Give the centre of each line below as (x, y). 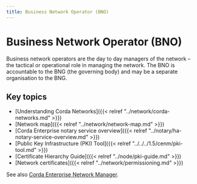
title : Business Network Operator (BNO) (58, 12)
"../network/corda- (147, 111)
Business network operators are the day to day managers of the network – (98, 59)
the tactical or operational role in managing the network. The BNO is (91, 65)
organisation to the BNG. (37, 78)
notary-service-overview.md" (52, 137)
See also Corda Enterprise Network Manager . (62, 175)
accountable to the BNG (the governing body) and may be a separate (92, 71)
